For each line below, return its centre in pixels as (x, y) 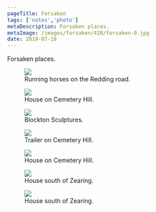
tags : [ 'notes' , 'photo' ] (43, 20)
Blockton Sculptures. (54, 120)
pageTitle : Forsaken (37, 13)
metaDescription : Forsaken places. (58, 26)
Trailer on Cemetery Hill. (59, 140)
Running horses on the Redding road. (77, 79)
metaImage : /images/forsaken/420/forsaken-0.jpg (78, 33)
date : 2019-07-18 (32, 39)
